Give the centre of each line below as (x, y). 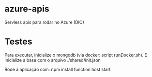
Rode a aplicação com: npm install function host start (58, 69)
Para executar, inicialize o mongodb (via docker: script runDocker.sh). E (76, 55)
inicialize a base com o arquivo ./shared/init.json (53, 60)
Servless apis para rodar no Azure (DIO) (44, 22)
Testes (18, 42)
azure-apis (27, 9)
